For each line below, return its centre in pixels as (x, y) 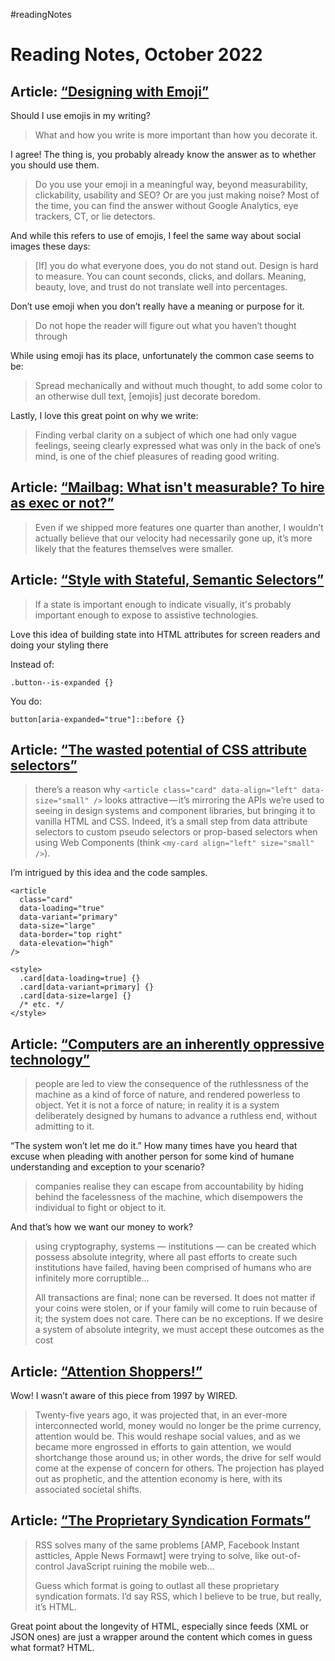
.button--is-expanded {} (62, 682)
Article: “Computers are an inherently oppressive (167, 1044)
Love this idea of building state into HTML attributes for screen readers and (165, 634)
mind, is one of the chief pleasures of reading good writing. (157, 456)
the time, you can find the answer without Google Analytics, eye (166, 205)
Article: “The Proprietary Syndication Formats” (161, 1520)
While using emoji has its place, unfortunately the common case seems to (162, 355)
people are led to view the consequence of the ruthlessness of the (171, 1084)
